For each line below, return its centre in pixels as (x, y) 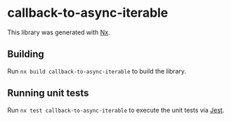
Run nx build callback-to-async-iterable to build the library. (97, 71)
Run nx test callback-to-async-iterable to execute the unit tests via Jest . (116, 110)
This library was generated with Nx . (59, 32)
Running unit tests (48, 93)
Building (26, 54)
